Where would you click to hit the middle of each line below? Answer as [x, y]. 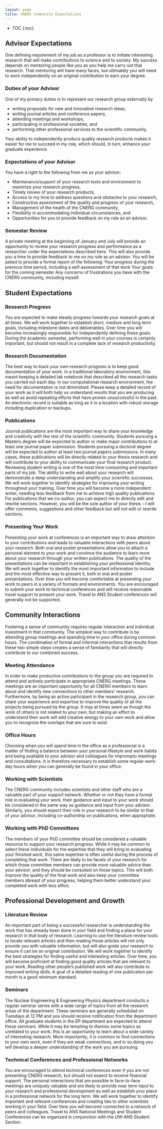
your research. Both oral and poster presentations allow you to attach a [76, 548]
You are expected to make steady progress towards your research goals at [80, 317]
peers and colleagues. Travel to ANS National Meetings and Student [73, 1112]
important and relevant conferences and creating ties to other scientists [77, 1101]
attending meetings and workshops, [48, 119]
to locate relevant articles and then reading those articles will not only [75, 941]
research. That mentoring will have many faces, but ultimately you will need [81, 71]
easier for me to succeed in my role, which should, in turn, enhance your [78, 144]
